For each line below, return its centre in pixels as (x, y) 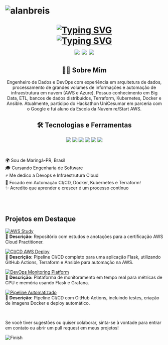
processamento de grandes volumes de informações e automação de (84, 87)
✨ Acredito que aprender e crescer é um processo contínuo (67, 188)
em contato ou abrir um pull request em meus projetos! (62, 328)
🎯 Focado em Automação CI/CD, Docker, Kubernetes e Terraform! (73, 182)
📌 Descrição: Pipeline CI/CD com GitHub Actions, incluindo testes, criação (82, 298)
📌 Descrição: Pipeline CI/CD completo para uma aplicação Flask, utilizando (83, 257)
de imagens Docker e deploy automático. (48, 303)
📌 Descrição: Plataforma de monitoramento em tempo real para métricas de (84, 277)
